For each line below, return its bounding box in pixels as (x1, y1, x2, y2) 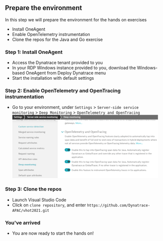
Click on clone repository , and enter (12, 202, 86, 208)
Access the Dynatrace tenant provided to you (12, 60, 103, 66)
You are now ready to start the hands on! (12, 230, 94, 236)
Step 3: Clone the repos (5, 186, 62, 192)
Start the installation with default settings (12, 75, 94, 81)
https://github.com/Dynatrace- (87, 203, 150, 208)
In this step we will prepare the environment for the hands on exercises (5, 17, 147, 22)
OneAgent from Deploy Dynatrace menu (26, 70, 106, 76)
